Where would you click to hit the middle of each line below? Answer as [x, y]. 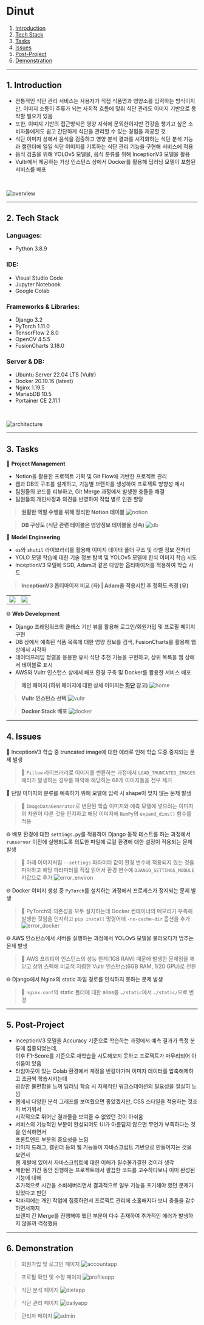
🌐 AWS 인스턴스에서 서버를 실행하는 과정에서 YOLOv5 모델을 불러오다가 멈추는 [100, 938]
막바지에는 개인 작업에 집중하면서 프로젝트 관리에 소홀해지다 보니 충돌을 [99, 1200]
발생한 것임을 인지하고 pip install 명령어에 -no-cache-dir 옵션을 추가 [105, 919]
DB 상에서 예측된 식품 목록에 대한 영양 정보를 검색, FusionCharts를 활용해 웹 [105, 642]
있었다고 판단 [31, 1193]
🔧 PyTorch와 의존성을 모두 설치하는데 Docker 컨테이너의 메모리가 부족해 [107, 911]
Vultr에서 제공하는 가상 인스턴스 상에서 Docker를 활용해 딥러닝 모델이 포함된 [105, 161]
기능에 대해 [28, 1178]
